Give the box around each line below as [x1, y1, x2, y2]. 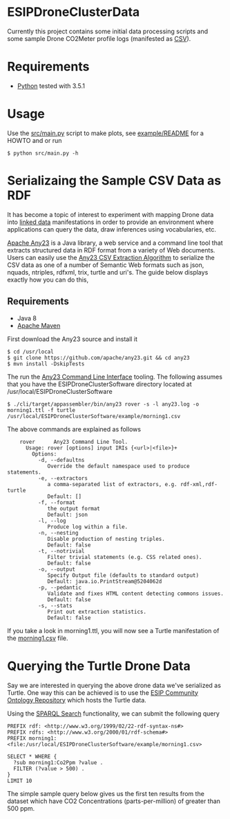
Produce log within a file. [47, 523, 128, 531]
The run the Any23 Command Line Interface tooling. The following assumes [7, 372, 223, 381]
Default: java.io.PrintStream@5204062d [47, 578, 162, 585]
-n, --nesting [37, 529, 79, 536]
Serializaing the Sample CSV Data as [7, 173, 222, 188]
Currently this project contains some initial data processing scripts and [7, 27, 209, 35]
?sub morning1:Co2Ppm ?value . [13, 759, 104, 766]
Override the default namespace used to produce [47, 463, 190, 469]
